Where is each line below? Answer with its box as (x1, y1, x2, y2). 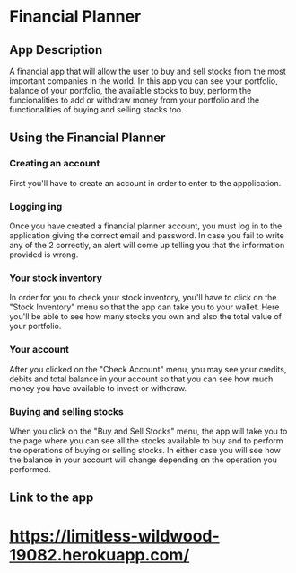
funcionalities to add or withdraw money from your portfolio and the (9, 94, 260, 105)
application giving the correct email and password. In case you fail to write (9, 229, 284, 240)
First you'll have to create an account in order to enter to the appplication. (9, 177, 282, 188)
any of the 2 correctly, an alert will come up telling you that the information (9, 239, 285, 250)
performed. (9, 463, 51, 474)
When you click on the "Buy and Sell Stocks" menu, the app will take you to (9, 425, 288, 436)
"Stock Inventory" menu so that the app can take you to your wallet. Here (9, 301, 280, 312)
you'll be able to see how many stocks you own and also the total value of (9, 311, 283, 322)
